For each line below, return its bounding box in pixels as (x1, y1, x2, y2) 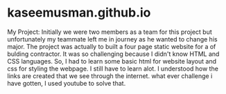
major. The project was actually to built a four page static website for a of (7, 42, 216, 50)
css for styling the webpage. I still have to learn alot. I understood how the (7, 64, 218, 73)
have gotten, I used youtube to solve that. (7, 79, 126, 87)
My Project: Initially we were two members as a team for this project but (7, 28, 213, 36)
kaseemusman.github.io (7, 5, 151, 21)
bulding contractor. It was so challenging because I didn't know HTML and (7, 50, 220, 58)
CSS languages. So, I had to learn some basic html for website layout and (7, 57, 217, 65)
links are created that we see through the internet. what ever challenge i (7, 71, 213, 80)
